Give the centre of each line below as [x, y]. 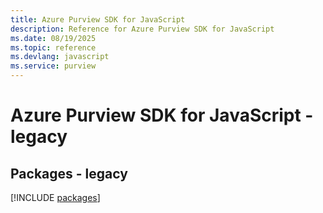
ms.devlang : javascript [60, 57]
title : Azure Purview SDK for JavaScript [98, 19]
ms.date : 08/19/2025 [53, 38]
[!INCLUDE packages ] [55, 197]
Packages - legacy [69, 173]
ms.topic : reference [53, 47]
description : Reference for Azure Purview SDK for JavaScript [142, 29]
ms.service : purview [53, 66]
